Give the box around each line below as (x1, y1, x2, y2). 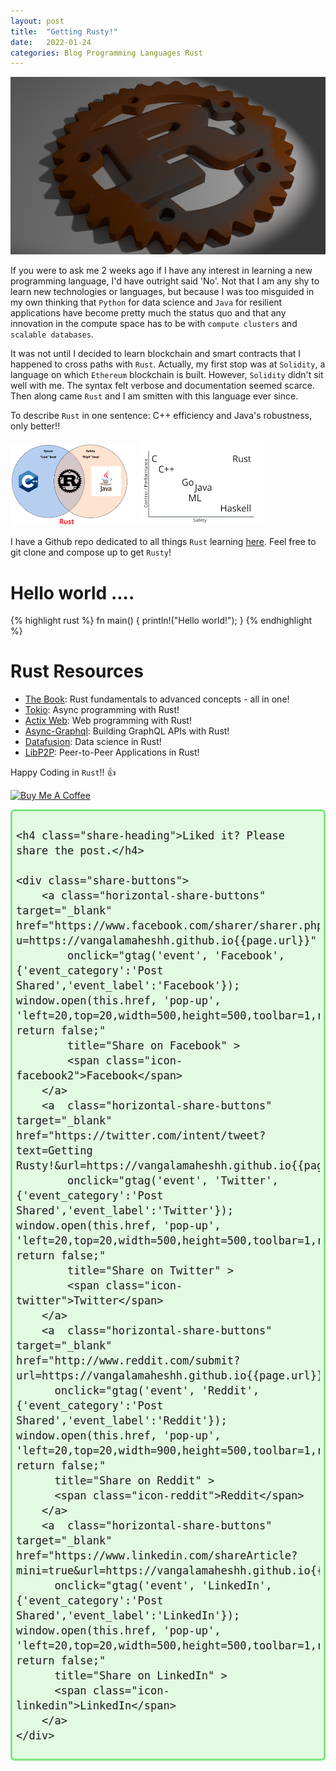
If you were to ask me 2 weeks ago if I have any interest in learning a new (10, 264, 313, 276)
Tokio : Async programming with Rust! (24, 704, 180, 716)
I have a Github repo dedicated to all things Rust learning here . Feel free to (10, 536, 317, 548)
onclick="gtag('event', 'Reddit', (54, 1384, 260, 1398)
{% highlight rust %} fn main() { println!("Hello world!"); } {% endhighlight (10, 615, 313, 627)
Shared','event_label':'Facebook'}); (16, 979, 241, 993)
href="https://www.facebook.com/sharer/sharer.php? (16, 919, 330, 933)
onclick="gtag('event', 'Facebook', (66, 949, 285, 963)
